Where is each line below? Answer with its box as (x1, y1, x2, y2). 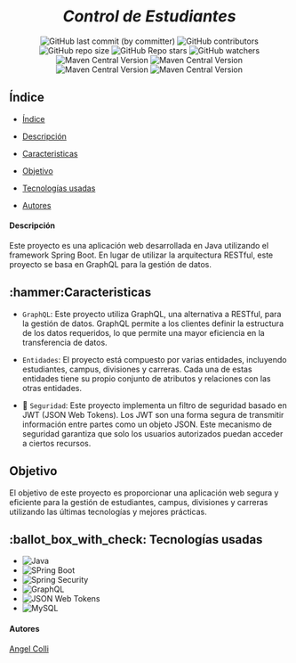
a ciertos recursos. (21, 438, 92, 448)
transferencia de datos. (21, 337, 108, 348)
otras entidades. (21, 382, 83, 393)
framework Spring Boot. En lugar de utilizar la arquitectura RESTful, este (9, 250, 274, 260)
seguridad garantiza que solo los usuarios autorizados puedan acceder (21, 428, 284, 438)
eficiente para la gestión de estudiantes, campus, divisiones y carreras (9, 496, 268, 507)
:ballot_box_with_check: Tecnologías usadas (9, 532, 263, 547)
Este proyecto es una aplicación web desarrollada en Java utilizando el (9, 240, 269, 250)
